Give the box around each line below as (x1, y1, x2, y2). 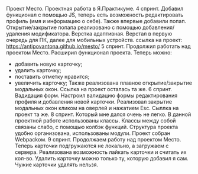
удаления (6, 30, 31, 37)
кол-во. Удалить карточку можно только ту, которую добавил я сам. (14, 155, 189, 162)
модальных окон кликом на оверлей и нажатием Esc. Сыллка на (14, 105, 179, 111)
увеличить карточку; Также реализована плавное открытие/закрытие (14, 79, 193, 86)
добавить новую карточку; (14, 60, 83, 67)
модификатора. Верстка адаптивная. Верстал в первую (31, 30, 173, 37)
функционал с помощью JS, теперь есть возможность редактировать (6, 11, 184, 18)
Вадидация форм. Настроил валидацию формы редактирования (14, 92, 178, 99)
